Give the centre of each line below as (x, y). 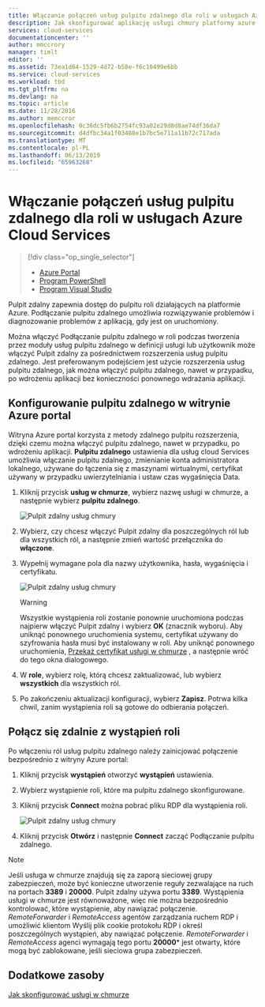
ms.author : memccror (42, 119)
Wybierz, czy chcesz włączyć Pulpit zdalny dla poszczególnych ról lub (134, 531)
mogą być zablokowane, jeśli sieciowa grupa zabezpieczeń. (105, 950)
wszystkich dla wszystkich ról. (70, 683)
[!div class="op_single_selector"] (81, 257)
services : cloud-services (50, 30)
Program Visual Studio (75, 289)
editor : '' (26, 60)
